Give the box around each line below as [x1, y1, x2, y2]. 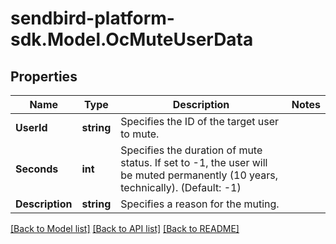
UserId [15, 121, 48, 134]
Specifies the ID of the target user [120, 115, 280, 128]
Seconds [15, 162, 59, 176]
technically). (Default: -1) [120, 181, 242, 194]
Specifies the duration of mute [120, 143, 263, 157]
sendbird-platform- [10, 7, 175, 30]
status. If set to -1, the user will [120, 156, 268, 169]
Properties [10, 68, 78, 85]
